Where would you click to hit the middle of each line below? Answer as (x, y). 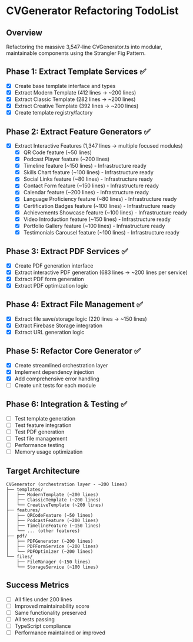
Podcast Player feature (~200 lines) (66, 159)
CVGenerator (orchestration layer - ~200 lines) (67, 484)
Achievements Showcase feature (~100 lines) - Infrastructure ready (105, 212)
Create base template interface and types (65, 86)
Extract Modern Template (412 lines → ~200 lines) (75, 92)
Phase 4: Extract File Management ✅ (74, 304)
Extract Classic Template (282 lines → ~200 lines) (75, 99)
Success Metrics (38, 585)
